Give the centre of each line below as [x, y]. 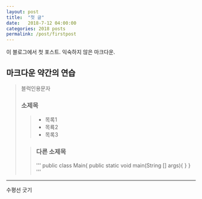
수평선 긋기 [19, 189]
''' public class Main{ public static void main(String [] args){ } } [113, 165]
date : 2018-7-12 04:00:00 [41, 23]
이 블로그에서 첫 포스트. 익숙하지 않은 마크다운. [61, 52]
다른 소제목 [51, 152]
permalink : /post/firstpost [41, 34]
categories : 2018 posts [36, 29]
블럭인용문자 [36, 88]
